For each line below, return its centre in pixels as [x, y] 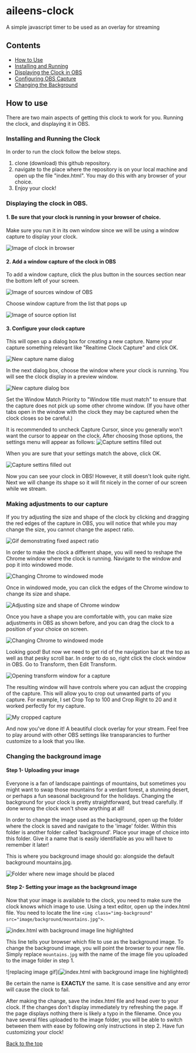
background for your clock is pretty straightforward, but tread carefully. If [94, 802]
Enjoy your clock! [35, 188]
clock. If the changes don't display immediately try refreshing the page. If [94, 1007]
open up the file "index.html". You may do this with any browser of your [100, 175]
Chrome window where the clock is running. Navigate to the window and [94, 558]
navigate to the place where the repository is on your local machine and [101, 169]
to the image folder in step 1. [40, 961]
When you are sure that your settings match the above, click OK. [84, 453]
